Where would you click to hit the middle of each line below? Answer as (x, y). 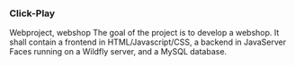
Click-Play (32, 13)
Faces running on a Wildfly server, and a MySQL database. (118, 52)
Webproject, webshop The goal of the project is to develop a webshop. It (144, 33)
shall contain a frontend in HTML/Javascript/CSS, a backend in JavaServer (147, 42)
